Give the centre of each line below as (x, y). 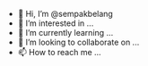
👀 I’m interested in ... (56, 23)
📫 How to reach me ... (59, 52)
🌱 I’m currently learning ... (65, 33)
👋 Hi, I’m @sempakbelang (65, 14)
